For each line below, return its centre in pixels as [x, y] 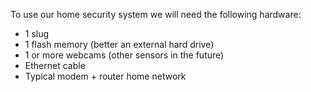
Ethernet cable [55, 65]
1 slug [37, 33]
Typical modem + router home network [105, 76]
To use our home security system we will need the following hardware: [156, 14]
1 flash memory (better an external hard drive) [119, 44]
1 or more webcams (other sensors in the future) [124, 55]
